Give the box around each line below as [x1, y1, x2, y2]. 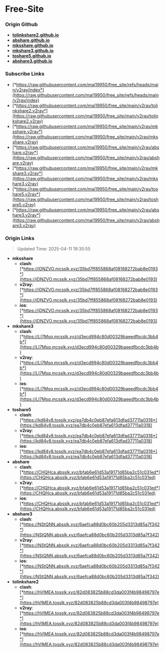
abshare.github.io [12, 37, 50, 43]
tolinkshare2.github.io [12, 32, 59, 38]
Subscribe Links [5, 70, 45, 77]
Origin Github [5, 21, 38, 28]
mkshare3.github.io [12, 48, 54, 54]
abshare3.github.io [12, 58, 53, 64]
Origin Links [5, 235, 35, 242]
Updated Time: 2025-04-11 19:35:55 [17, 246, 91, 252]
